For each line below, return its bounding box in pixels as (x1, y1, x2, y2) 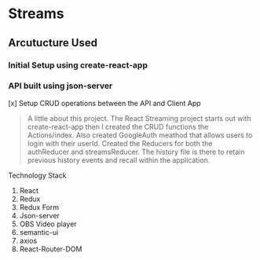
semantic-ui (19, 227, 59, 236)
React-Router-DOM (19, 244, 82, 254)
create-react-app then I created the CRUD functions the (27, 122, 209, 131)
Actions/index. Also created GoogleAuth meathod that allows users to (27, 130, 253, 140)
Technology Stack (8, 170, 67, 180)
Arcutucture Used (8, 36, 98, 49)
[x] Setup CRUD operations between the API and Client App (8, 98, 202, 108)
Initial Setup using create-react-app (8, 60, 148, 71)
